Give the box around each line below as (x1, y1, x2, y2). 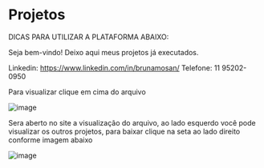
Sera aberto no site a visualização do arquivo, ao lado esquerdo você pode (8, 118, 256, 127)
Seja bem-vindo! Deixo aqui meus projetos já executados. (8, 47, 199, 57)
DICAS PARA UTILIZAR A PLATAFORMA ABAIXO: (8, 32, 169, 42)
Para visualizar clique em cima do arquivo (8, 86, 146, 97)
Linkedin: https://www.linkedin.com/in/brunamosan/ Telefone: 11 (8, 62, 221, 73)
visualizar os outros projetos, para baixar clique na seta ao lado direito (8, 126, 241, 136)
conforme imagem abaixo (8, 134, 93, 145)
